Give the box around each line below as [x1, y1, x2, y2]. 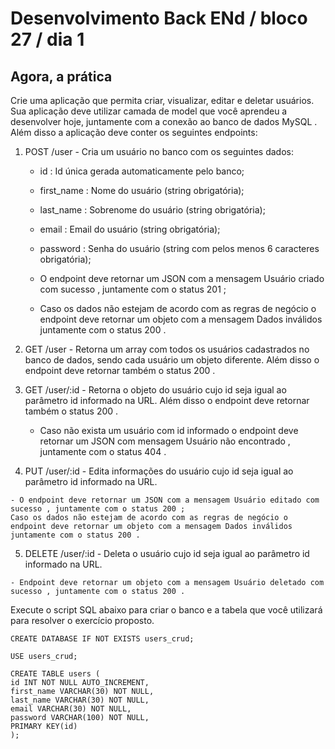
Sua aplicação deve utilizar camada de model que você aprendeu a [10, 105, 288, 117]
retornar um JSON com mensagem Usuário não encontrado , [39, 435, 291, 447]
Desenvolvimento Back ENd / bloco [10, 7, 308, 30]
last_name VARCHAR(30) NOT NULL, [10, 695, 150, 705]
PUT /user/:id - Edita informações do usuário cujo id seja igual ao [24, 465, 294, 477]
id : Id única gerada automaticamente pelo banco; [39, 165, 245, 177]
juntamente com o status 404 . [39, 446, 167, 457]
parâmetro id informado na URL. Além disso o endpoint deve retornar [24, 395, 310, 406]
